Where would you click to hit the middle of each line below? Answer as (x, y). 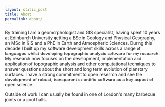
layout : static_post (26, 10)
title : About (18, 14)
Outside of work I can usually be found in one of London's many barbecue (80, 94)
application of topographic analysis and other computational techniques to (80, 64)
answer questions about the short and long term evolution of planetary (77, 69)
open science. (19, 85)
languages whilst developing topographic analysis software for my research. (82, 53)
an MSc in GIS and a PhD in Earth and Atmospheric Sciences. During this (79, 43)
